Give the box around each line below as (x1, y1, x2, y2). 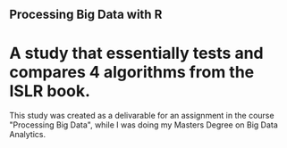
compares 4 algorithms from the (9, 62, 255, 82)
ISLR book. (9, 80, 91, 101)
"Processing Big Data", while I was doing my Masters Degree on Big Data (9, 119, 279, 130)
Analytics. (9, 129, 46, 140)
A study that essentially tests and (9, 43, 264, 63)
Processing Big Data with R (9, 7, 163, 22)
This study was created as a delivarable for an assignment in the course (9, 111, 274, 121)
